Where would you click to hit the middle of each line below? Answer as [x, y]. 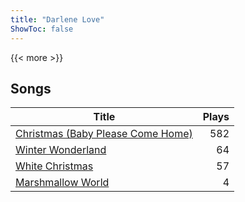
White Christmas [54, 166]
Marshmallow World [62, 183]
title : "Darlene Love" [57, 19]
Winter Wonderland [61, 150]
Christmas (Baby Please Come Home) [104, 134]
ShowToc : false [42, 29]
